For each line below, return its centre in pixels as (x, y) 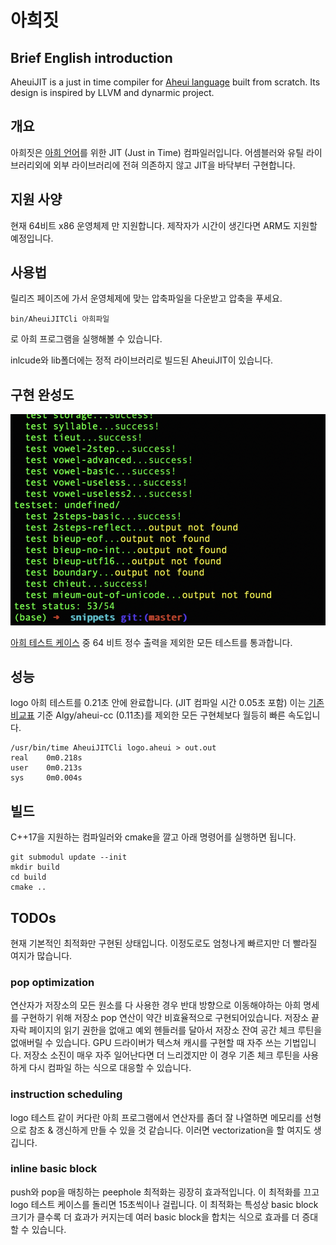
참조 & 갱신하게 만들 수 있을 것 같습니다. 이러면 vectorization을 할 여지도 (170, 1130)
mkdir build (35, 867)
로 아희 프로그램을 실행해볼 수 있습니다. (86, 339)
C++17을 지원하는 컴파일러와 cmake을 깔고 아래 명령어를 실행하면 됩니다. (153, 837)
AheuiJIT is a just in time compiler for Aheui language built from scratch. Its (165, 82)
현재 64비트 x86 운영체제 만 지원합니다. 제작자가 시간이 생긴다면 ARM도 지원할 (164, 225)
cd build (28, 877)
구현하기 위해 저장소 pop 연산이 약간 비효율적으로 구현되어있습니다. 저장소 (165, 1018)
